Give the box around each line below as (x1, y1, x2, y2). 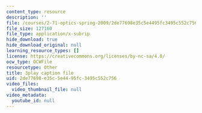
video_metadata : (6, 92, 47, 98)
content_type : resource (6, 8, 66, 15)
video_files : (6, 81, 39, 87)
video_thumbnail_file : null (11, 87, 82, 93)
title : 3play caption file (6, 70, 74, 76)
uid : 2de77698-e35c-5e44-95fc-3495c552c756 (6, 75, 117, 81)
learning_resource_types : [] (6, 48, 79, 54)
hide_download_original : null (6, 42, 82, 48)
